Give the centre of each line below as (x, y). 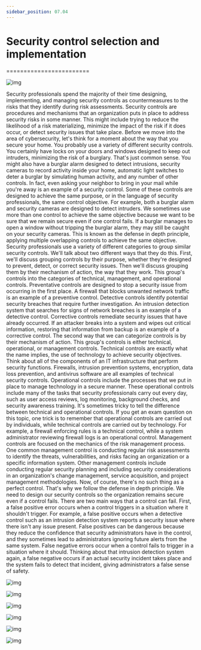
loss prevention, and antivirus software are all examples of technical (90, 373)
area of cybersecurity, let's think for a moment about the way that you (92, 138)
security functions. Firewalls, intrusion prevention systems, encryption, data (100, 367)
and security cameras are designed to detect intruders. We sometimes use (98, 208)
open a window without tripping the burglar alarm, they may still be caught (98, 227)
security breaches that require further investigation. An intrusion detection (98, 303)
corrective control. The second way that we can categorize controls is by (96, 335)
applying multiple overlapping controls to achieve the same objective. (92, 240)
